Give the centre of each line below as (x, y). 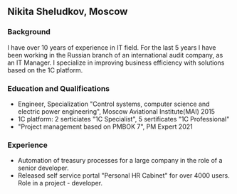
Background (29, 32)
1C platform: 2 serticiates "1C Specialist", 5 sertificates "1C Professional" (123, 119)
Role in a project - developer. (60, 183)
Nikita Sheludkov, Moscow (68, 12)
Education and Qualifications (59, 88)
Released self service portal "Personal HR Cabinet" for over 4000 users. (123, 176)
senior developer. (43, 168)
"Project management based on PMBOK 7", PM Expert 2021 (105, 126)
